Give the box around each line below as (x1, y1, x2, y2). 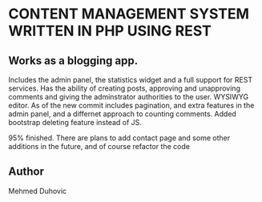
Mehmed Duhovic (8, 186, 67, 196)
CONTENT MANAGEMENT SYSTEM (8, 5, 250, 23)
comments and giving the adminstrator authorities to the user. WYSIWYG (8, 92, 249, 101)
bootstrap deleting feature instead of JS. (8, 118, 143, 127)
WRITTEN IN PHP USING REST (8, 22, 212, 40)
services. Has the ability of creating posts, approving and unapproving (8, 83, 240, 93)
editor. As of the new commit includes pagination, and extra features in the (8, 101, 255, 110)
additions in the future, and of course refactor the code (8, 142, 191, 151)
